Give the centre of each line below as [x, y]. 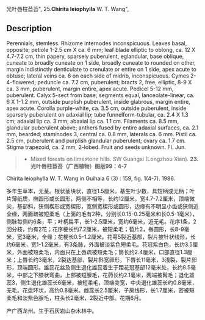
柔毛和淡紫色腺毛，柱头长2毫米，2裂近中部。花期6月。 [75, 297]
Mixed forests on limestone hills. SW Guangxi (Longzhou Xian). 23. [114, 159]
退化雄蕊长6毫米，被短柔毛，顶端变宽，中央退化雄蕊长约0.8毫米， [114, 282]
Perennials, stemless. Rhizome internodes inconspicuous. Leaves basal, [97, 43]
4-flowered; [21, 82]
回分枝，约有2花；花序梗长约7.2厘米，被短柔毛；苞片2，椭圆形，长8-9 [95, 229]
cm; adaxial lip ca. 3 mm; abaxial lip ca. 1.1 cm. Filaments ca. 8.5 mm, [93, 121]
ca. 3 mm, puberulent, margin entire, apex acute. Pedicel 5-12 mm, [90, 89]
